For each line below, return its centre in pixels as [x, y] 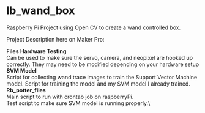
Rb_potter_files [26, 90]
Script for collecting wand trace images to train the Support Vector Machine [102, 77]
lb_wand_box [41, 11]
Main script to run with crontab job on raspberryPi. [70, 97]
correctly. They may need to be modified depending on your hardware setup [103, 64]
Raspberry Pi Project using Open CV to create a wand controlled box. [94, 27]
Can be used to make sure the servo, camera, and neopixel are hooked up [100, 57]
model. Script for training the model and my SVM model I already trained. [99, 84]
